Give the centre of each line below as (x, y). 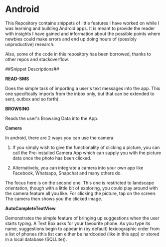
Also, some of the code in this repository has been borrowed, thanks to (78, 54)
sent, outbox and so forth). (32, 99)
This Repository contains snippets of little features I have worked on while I (82, 23)
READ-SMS (17, 78)
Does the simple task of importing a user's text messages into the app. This (83, 88)
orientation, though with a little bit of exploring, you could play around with (82, 188)
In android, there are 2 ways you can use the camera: (60, 137)
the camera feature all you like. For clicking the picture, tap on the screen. (81, 193)
